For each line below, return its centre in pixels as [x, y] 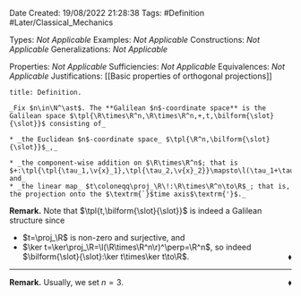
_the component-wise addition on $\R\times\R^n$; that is [128, 163]
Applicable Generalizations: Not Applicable [89, 49]
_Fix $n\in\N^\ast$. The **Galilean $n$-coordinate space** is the [138, 108]
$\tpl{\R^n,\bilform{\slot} [218, 140]
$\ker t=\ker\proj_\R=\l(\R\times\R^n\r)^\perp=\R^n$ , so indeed [137, 247]
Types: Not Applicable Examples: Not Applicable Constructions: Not [135, 40]
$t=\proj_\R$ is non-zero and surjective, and [103, 237]
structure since [37, 220]
